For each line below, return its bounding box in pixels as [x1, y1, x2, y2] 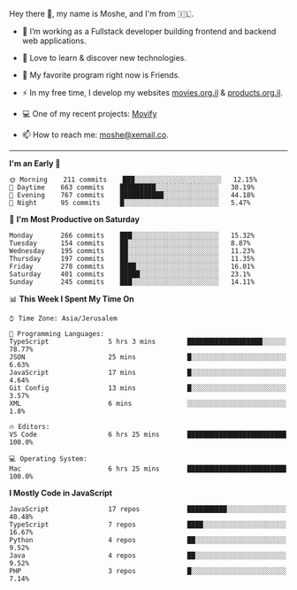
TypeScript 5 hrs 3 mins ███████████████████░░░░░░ [9, 337, 287, 346]
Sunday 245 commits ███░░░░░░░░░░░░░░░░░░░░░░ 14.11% [9, 278, 255, 287]
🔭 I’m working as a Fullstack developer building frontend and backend [21, 27, 277, 36]
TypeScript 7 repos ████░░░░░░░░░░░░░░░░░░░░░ [9, 520, 287, 529]
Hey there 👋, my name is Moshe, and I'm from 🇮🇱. [9, 9, 194, 19]
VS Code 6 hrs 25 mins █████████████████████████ [9, 430, 287, 439]
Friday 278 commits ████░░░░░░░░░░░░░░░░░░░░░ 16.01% [9, 262, 255, 271]
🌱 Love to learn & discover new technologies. [21, 53, 187, 63]
